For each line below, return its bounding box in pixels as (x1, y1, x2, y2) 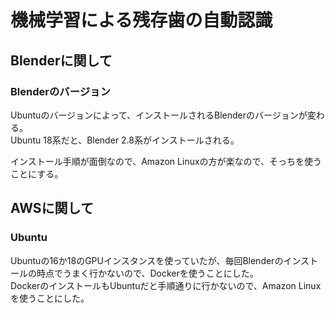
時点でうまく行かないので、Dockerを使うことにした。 (36, 267, 259, 279)
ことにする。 (10, 167, 64, 180)
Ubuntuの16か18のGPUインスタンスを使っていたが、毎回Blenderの (10, 254, 284, 266)
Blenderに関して (10, 52, 113, 69)
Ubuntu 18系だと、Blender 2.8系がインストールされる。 (10, 134, 240, 146)
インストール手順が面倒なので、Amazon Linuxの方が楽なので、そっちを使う (10, 155, 323, 167)
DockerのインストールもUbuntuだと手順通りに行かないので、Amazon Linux (10, 279, 322, 291)
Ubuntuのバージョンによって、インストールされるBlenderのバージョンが (10, 109, 308, 121)
